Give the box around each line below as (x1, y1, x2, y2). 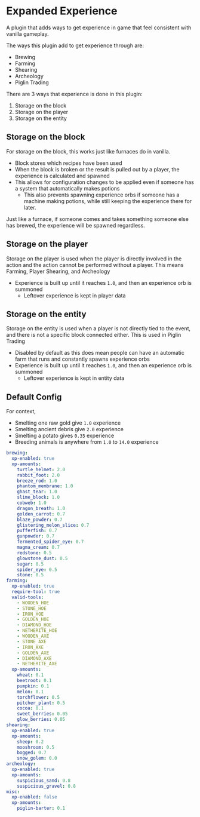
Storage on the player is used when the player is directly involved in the (6, 255, 182, 262)
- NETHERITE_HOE (17, 628, 58, 634)
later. (23, 204, 36, 211)
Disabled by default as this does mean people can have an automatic (14, 349, 185, 357)
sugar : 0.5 (17, 561, 44, 567)
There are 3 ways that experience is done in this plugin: (6, 90, 143, 97)
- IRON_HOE (17, 611, 44, 617)
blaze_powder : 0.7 (17, 517, 63, 523)
